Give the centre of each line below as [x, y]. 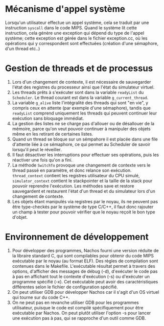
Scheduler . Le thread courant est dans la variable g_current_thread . [80, 97]
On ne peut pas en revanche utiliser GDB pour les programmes [75, 303]
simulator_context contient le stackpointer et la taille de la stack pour [82, 181]
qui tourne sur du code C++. [41, 297]
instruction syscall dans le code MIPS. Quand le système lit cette [71, 27]
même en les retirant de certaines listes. [53, 134]
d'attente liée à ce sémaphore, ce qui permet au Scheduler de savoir [81, 144]
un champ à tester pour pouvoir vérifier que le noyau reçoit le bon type [83, 212]
